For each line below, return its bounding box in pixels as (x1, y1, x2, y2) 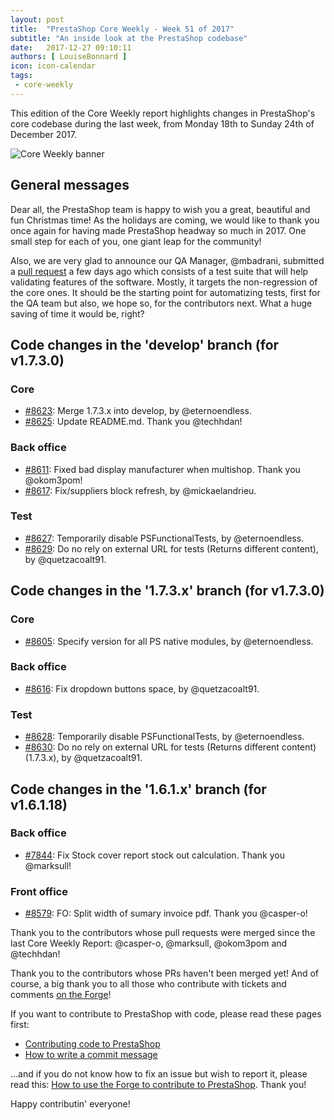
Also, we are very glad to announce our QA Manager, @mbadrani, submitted (10, 254, 325, 266)
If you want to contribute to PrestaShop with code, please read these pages (10, 1008, 322, 1020)
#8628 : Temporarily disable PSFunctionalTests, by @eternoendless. (24, 731, 305, 743)
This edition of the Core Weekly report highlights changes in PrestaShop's (10, 107, 316, 119)
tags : (10, 71, 33, 81)
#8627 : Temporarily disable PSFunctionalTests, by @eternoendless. (24, 532, 305, 544)
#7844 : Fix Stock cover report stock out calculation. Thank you (24, 849, 285, 861)
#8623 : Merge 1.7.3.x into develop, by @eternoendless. (24, 405, 252, 417)
